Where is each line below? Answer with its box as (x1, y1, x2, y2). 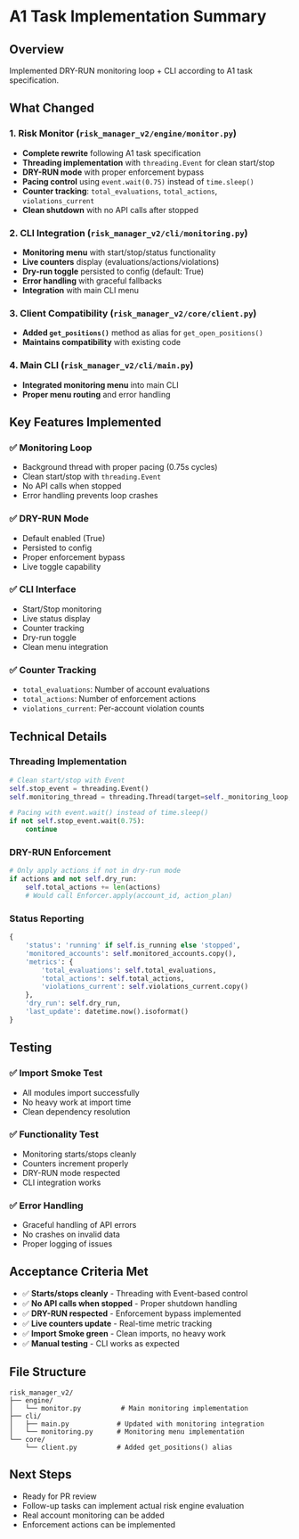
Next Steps (9, 1467, 72, 1482)
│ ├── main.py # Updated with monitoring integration (9, 1420, 265, 1428)
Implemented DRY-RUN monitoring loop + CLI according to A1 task (9, 65, 254, 76)
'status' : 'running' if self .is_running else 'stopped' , (25, 941, 241, 951)
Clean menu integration (21, 641, 109, 652)
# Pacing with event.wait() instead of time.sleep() (9, 809, 209, 818)
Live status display (21, 613, 91, 623)
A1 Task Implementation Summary (9, 6, 267, 27)
